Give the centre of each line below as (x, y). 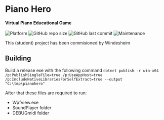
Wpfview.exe (25, 102)
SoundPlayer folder (32, 108)
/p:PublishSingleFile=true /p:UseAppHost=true (54, 75)
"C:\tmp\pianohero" (25, 83)
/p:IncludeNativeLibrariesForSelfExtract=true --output (64, 79)
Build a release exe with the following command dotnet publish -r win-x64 (82, 70)
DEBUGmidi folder (31, 113)
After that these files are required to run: (46, 93)
